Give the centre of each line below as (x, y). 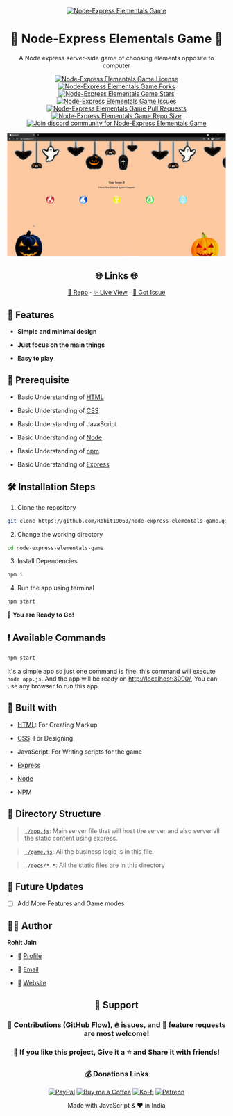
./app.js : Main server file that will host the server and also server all (122, 830)
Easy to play (35, 359)
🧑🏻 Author (30, 926)
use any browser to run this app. (53, 686)
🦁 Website (32, 983)
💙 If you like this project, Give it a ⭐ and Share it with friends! (116, 1052)
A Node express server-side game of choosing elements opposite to (116, 58)
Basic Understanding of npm (58, 451)
